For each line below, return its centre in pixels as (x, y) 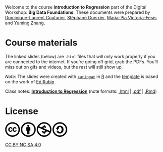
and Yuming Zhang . (25, 23)
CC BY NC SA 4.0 (23, 145)
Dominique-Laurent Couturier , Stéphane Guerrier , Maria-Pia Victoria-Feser (81, 18)
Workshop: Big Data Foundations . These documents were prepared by (78, 12)
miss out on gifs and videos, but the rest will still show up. (64, 67)
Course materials (41, 43)
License (22, 111)
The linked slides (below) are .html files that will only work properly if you (80, 56)
